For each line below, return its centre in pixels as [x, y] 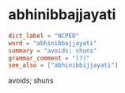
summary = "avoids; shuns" [53, 50]
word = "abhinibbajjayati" [53, 43]
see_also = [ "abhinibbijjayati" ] [63, 65]
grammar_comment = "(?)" [49, 58]
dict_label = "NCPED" [44, 36]
